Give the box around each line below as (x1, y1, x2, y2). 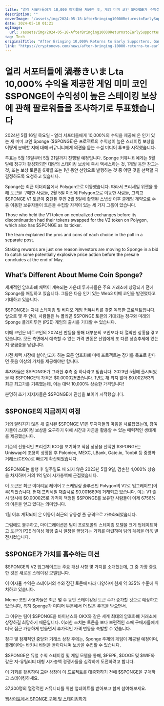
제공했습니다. (10, 433, 36, 439)
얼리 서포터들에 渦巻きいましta (5, 66, 124, 77)
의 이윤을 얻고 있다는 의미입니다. (5, 501, 67, 507)
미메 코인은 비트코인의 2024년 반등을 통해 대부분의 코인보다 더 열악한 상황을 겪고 (5, 330, 159, 336)
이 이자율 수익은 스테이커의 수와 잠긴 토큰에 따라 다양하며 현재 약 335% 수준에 (5, 580, 154, 586)
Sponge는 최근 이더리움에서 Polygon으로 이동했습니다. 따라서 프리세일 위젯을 (5, 183, 153, 189)
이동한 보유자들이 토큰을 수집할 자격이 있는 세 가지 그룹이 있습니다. (10, 202, 137, 208)
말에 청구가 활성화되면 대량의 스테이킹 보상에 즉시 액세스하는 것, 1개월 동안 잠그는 (5, 161, 159, 167)
